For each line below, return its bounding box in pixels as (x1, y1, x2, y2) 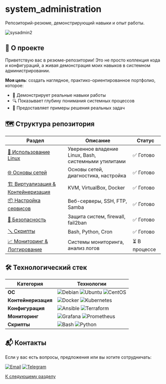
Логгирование (7, 246, 42, 253)
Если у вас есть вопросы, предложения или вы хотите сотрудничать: (5, 354, 152, 360)
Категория (17, 280, 43, 287)
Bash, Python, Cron (67, 228, 113, 235)
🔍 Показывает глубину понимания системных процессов (12, 98, 135, 104)
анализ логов (67, 245, 100, 252)
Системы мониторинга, (67, 239, 124, 246)
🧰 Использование (7, 148, 50, 155)
